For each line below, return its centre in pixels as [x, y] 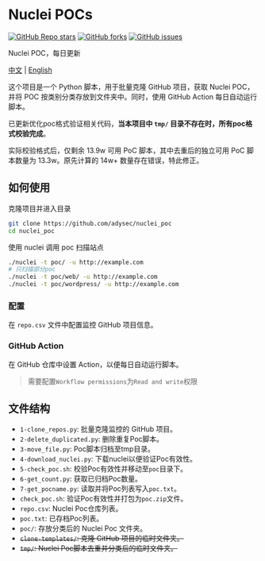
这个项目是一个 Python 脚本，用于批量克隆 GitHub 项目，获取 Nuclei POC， [131, 87]
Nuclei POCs [50, 15]
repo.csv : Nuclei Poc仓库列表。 [71, 509]
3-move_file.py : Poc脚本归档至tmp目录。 [87, 449]
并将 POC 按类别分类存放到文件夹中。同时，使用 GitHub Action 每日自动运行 [133, 96]
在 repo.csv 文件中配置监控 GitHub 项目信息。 [83, 325]
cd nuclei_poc [32, 231]
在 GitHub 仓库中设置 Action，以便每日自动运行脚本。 [96, 364]
